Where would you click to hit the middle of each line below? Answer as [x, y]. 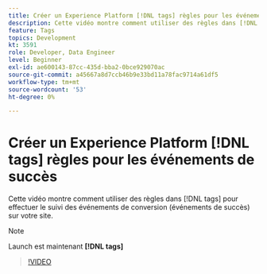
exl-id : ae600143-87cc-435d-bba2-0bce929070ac [87, 68]
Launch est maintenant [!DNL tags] [66, 246]
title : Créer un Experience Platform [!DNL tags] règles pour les [120, 15]
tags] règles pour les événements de [132, 160]
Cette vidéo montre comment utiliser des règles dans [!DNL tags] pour [123, 199]
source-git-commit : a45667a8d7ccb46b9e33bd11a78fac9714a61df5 [113, 75]
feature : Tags [32, 30]
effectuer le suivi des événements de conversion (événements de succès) [129, 207]
